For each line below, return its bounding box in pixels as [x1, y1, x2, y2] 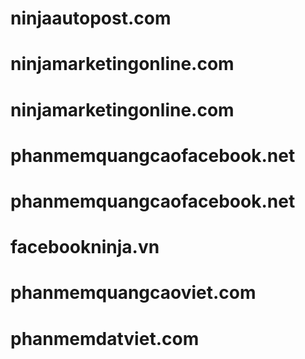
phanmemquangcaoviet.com [10, 282, 257, 304]
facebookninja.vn [10, 236, 160, 259]
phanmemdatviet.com [10, 327, 200, 350]
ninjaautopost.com [10, 7, 172, 30]
